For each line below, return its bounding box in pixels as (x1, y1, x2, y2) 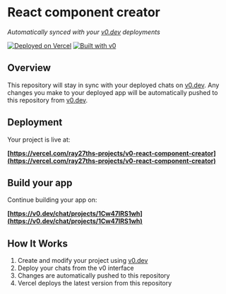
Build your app (7, 176, 73, 188)
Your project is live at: (7, 135, 71, 144)
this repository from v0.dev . (7, 96, 88, 104)
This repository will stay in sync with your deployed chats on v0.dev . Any (7, 81, 220, 89)
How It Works (7, 237, 69, 249)
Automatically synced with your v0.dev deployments (7, 28, 160, 36)
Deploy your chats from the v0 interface (17, 264, 134, 273)
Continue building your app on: (7, 196, 97, 204)
